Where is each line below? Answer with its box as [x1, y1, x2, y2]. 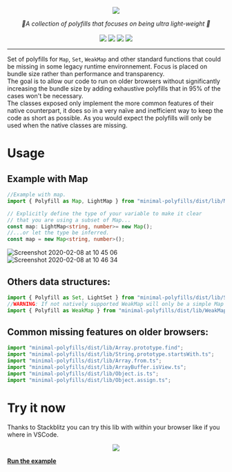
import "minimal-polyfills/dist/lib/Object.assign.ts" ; [7, 376, 171, 383]
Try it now [7, 400, 66, 415]
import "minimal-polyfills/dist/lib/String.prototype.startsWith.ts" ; [7, 351, 215, 358]
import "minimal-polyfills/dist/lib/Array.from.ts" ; [7, 357, 162, 365]
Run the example [7, 457, 57, 465]
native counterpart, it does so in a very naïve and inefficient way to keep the [7, 107, 224, 114]
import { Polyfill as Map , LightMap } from [7, 197, 135, 204]
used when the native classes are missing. [7, 121, 128, 129]
